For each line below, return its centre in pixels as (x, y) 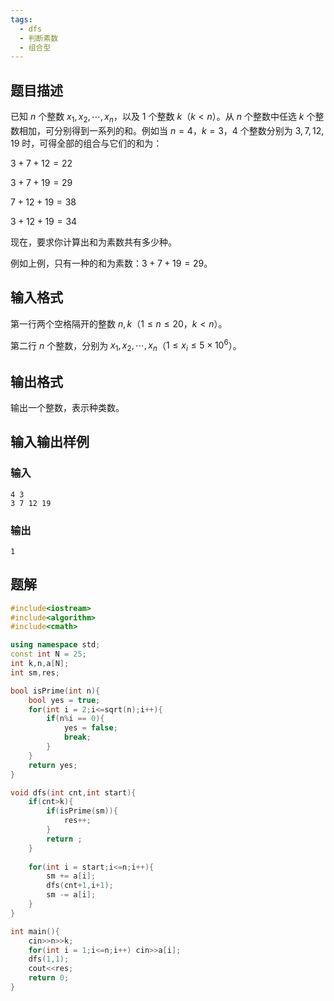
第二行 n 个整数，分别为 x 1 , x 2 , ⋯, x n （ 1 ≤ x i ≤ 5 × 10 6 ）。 (126, 345)
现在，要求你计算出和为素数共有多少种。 (93, 242)
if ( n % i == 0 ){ (75, 719)
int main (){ (35, 931)
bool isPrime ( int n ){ (55, 691)
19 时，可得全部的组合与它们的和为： (86, 143)
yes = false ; (90, 728)
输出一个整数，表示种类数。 (67, 407)
